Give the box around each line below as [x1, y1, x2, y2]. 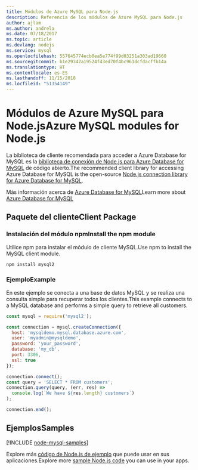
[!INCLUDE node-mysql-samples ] [6, 439, 89, 446]
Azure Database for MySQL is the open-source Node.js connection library [6, 171, 188, 178]
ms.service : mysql [6, 48, 52, 54]
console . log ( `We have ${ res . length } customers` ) [11, 390, 135, 397]
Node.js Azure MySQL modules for [6, 119, 180, 133]
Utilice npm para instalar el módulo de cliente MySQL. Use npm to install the [6, 243, 192, 251]
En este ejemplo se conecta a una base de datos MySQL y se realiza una [6, 289, 185, 296]
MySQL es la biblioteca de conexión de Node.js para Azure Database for [6, 157, 184, 165]
